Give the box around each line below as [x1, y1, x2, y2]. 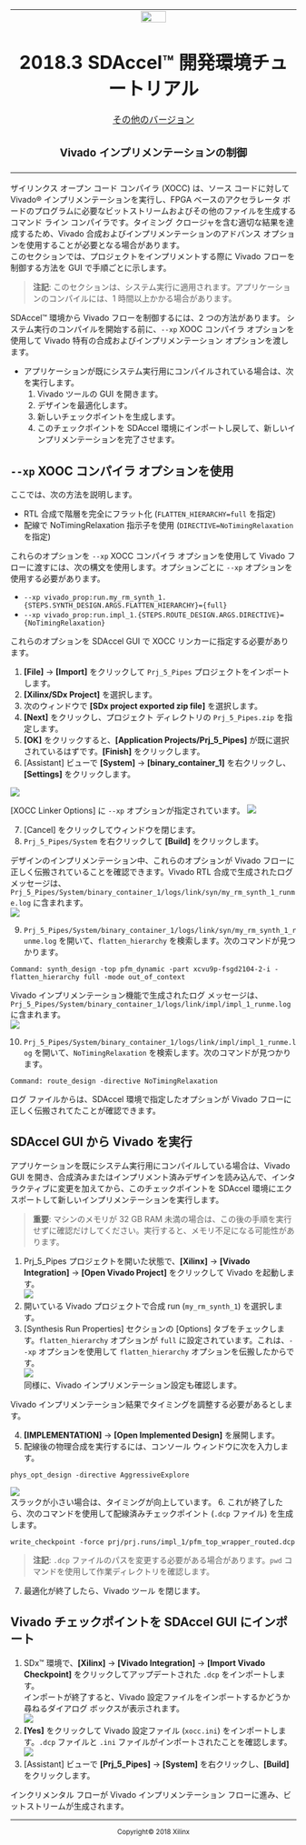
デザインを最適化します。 [36, 400, 133, 411]
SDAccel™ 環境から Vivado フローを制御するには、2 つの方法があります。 [10, 313, 285, 324]
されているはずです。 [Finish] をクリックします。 [23, 746, 205, 757]
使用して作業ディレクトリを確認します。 [64, 1566, 214, 1577]
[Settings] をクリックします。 [23, 768, 135, 779]
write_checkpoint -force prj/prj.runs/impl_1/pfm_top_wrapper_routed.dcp [10, 1537, 296, 1547]
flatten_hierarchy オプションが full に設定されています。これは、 [38, 1334, 290, 1345]
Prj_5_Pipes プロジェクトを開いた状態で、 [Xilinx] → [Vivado [23, 1255, 251, 1267]
